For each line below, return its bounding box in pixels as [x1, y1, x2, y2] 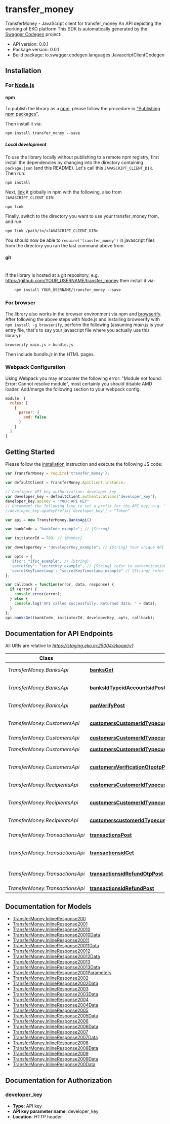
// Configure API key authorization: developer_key [5, 489, 116, 495]
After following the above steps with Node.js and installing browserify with [5, 316, 160, 322]
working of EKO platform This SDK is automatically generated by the [5, 25, 148, 31]
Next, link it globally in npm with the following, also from [5, 189, 122, 195]
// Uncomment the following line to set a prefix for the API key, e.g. [5, 503, 162, 508]
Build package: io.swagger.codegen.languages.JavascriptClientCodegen [12, 52, 165, 58]
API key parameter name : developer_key [12, 1108, 99, 1114]
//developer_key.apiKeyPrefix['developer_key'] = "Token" [5, 508, 130, 513]
